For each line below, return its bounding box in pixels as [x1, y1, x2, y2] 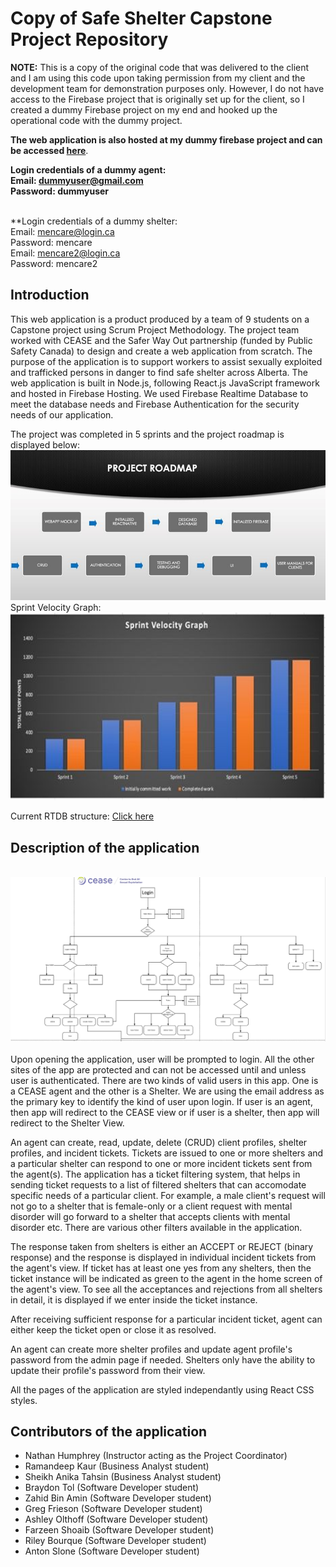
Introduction [10, 287, 90, 304]
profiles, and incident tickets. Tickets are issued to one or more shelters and [10, 1147, 324, 1159]
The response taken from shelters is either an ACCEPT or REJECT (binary [10, 1240, 314, 1252]
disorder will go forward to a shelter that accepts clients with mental [10, 1210, 291, 1222]
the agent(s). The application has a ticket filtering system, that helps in [10, 1168, 301, 1180]
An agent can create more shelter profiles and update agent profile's [10, 1343, 293, 1355]
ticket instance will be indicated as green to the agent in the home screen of [10, 1272, 323, 1284]
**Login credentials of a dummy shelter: [10, 215, 178, 227]
